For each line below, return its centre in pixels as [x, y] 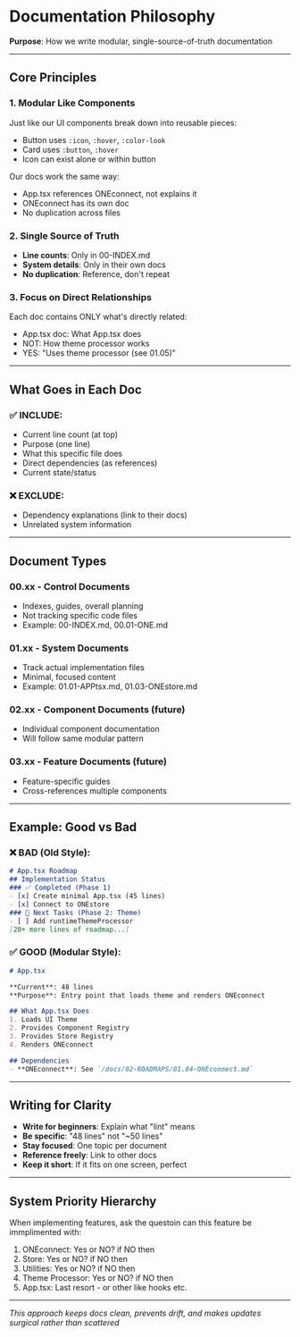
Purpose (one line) [56, 443]
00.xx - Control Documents [70, 586]
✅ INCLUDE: [36, 415]
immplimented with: [46, 1232]
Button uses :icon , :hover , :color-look [94, 139]
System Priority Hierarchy [83, 1201]
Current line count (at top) [70, 434]
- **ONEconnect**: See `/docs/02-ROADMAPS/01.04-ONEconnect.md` [131, 1069]
